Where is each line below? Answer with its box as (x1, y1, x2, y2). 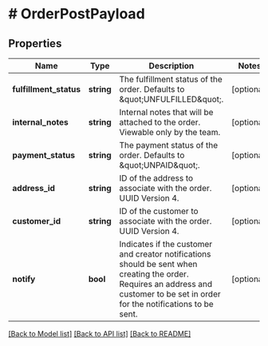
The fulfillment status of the (119, 74, 223, 85)
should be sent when (119, 259, 198, 269)
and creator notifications (119, 249, 211, 260)
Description (148, 61, 195, 71)
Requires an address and (119, 279, 213, 289)
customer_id (12, 216, 61, 226)
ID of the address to (119, 173, 194, 184)
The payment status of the (119, 140, 218, 150)
